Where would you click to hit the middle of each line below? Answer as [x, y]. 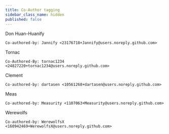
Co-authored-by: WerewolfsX [35, 122]
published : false [24, 19]
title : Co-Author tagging [32, 10]
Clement [14, 75]
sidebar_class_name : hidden [35, 15]
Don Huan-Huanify [25, 34]
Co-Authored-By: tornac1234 [35, 62]
